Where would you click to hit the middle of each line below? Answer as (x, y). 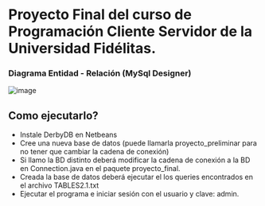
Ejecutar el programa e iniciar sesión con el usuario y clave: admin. (129, 194)
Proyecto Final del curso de (100, 15)
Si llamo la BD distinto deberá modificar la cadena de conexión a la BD (135, 160)
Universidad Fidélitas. (82, 49)
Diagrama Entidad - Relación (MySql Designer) (100, 73)
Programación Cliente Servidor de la (131, 31)
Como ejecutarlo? (53, 116)
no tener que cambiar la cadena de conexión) (94, 152)
